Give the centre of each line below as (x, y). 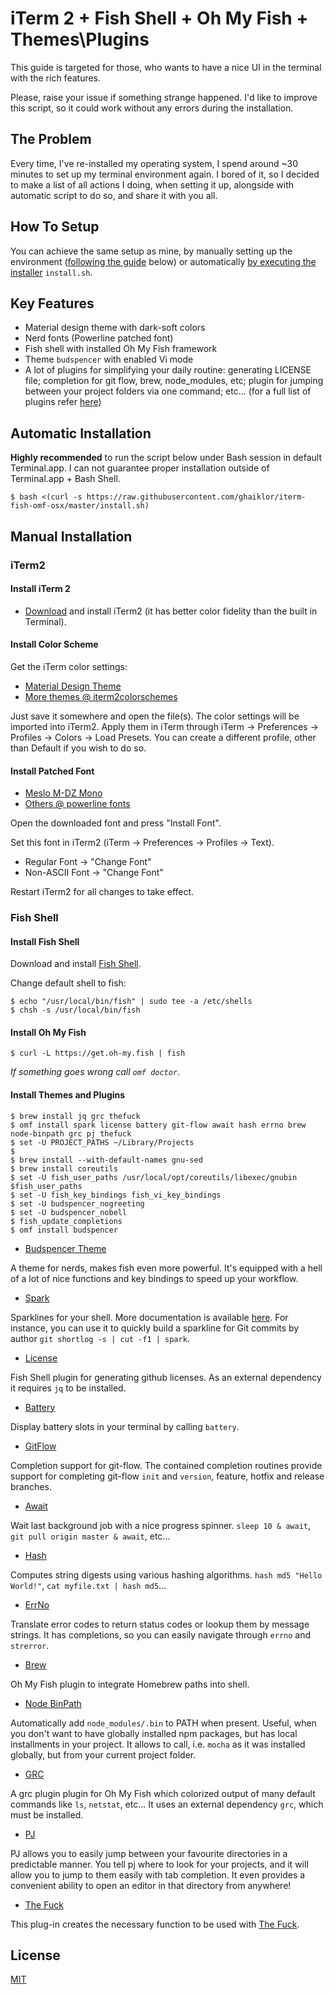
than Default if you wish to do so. (78, 748)
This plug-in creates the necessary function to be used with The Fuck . (155, 1924)
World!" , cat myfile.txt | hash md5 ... (88, 1585)
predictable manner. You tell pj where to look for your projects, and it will (159, 1864)
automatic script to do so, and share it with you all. (114, 195)
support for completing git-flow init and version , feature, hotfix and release (167, 1476)
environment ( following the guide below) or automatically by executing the (163, 261)
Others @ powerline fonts (77, 804)
